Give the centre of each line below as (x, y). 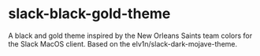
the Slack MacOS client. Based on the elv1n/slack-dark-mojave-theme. (123, 43)
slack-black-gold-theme (89, 14)
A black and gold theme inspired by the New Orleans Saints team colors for (130, 35)
